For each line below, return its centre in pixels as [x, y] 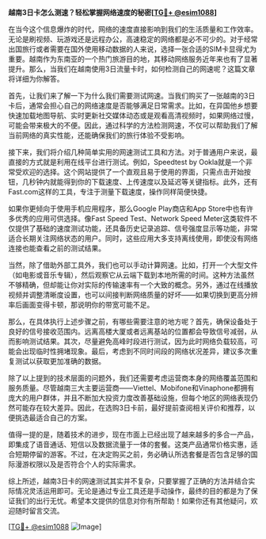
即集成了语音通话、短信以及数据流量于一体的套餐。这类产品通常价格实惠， [129, 444]
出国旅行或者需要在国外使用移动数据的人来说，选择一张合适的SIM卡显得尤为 [133, 49]
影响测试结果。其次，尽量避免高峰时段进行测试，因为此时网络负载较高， [133, 341]
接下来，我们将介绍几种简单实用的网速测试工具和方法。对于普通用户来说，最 [133, 152]
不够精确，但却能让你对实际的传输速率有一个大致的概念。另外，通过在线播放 [133, 285]
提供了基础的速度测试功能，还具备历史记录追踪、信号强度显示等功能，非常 [136, 228]
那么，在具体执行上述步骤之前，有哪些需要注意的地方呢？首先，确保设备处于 [133, 321]
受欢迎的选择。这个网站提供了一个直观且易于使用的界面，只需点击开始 [129, 172]
